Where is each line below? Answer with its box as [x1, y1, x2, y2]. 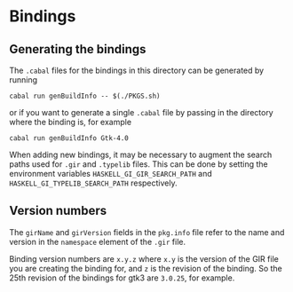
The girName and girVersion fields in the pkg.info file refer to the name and [9, 226, 285, 237]
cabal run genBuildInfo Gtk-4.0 [9, 134, 129, 143]
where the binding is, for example [9, 117, 131, 127]
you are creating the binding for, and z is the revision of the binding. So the [9, 263, 282, 273]
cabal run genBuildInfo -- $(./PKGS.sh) [9, 91, 162, 100]
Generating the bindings [9, 42, 146, 57]
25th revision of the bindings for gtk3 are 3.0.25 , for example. [9, 272, 235, 283]
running [9, 75, 38, 85]
